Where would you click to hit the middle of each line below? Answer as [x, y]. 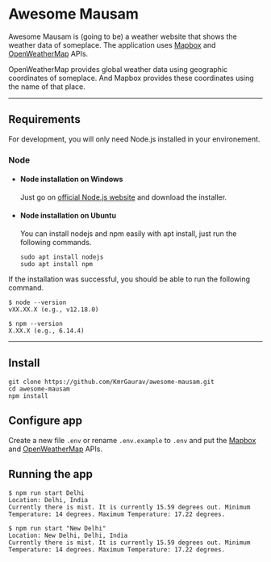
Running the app [50, 474]
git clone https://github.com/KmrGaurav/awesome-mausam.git [112, 382]
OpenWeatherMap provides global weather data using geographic [118, 69]
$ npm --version [35, 324]
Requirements [44, 119]
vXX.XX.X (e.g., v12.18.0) [54, 310]
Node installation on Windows [71, 180]
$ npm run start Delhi [46, 493]
